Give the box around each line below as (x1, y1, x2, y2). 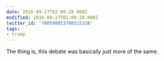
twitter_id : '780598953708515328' (6, 20, 93, 26)
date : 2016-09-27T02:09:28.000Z (6, 8, 87, 15)
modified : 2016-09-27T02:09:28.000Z (6, 14, 98, 21)
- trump (6, 31, 26, 37)
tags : (6, 25, 20, 32)
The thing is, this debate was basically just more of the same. (6, 48, 159, 55)
